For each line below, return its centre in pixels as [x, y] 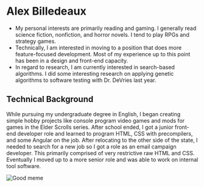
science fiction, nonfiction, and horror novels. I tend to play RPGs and [102, 34]
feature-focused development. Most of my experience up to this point [103, 54]
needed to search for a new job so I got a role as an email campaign [91, 146]
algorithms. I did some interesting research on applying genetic [94, 73]
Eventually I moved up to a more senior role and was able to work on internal [102, 159]
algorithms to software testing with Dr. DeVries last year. [86, 80]
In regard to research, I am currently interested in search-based [95, 67]
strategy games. [36, 41]
